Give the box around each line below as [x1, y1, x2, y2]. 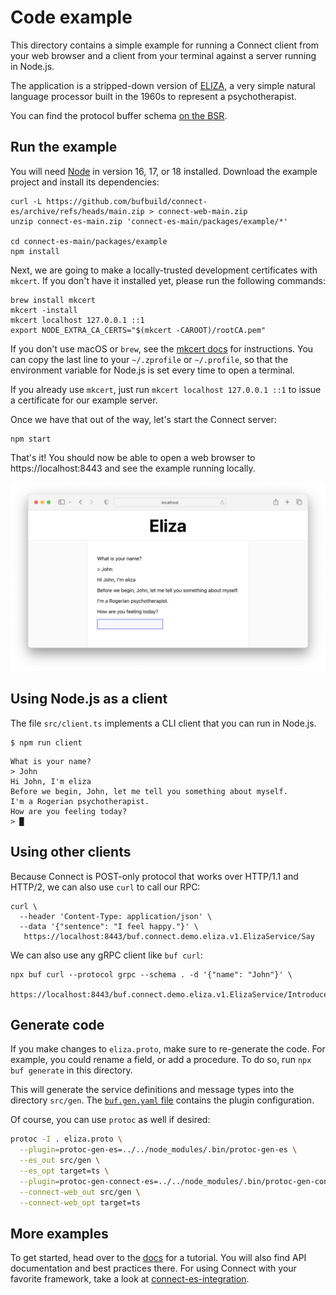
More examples [10, 1225, 109, 1242]
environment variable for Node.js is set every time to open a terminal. [10, 364, 295, 376]
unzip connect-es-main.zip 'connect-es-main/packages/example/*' [10, 216, 288, 226]
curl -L [10, 196, 43, 206]
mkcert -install [10, 305, 78, 315]
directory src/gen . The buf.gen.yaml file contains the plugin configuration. [10, 1094, 315, 1106]
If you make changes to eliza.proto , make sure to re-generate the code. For [10, 1043, 326, 1055]
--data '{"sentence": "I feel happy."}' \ [19, 921, 199, 931]
